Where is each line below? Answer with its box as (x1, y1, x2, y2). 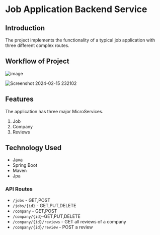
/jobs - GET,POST (12, 197, 50, 203)
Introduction (5, 24, 45, 32)
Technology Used (5, 144, 62, 152)
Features (5, 95, 34, 104)
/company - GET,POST (12, 208, 57, 214)
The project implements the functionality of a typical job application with (5, 37, 155, 43)
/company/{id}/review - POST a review (12, 224, 93, 230)
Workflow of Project (5, 57, 69, 66)
